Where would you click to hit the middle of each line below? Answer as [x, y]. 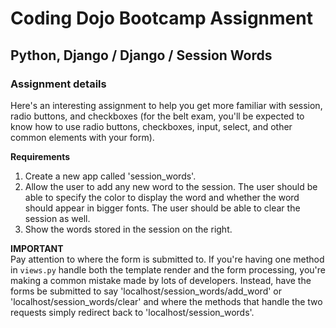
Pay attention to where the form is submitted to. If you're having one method [167, 259]
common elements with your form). [82, 137]
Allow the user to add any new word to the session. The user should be [171, 186]
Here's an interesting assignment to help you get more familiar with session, [166, 105]
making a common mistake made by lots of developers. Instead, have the [161, 280]
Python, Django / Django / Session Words [141, 55]
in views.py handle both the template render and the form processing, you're [168, 269]
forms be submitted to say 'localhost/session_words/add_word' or [146, 291]
